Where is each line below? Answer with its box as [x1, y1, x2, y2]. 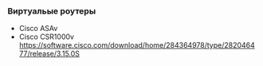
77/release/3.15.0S [18, 49, 80, 59]
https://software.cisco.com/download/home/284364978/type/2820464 [18, 41, 256, 50]
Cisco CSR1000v [18, 32, 75, 41]
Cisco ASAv [18, 24, 58, 33]
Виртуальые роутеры [7, 6, 96, 17]
